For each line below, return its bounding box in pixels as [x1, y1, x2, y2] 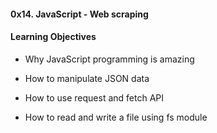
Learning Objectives [10, 31, 97, 43]
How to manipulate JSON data [24, 72, 150, 84]
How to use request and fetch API [24, 91, 164, 104]
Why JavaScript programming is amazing [24, 53, 195, 65]
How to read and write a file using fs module [24, 111, 208, 123]
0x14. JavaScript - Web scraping [10, 8, 149, 20]
